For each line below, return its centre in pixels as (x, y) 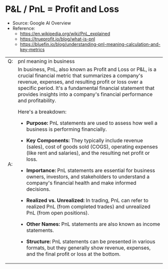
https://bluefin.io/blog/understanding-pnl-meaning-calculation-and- (90, 44)
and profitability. (37, 100)
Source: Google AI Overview (41, 23)
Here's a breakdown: (42, 112)
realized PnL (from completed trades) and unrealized (88, 207)
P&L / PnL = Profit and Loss (62, 9)
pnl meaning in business (46, 61)
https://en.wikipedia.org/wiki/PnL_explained (65, 33)
